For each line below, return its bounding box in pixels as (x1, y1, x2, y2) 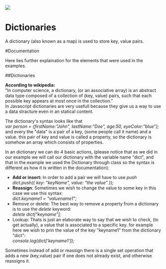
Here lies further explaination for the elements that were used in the (5, 57, 143, 63)
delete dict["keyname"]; (12, 211, 61, 217)
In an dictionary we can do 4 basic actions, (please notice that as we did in (5, 149, 158, 155)
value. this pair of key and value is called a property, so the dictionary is (5, 134, 152, 140)
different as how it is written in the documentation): (5, 165, 110, 171)
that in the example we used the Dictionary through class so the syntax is (5, 159, 155, 165)
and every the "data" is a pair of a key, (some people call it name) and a (5, 128, 151, 134)
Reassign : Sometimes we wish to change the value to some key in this (12, 184, 157, 191)
